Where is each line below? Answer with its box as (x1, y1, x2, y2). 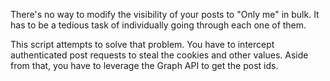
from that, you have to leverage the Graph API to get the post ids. (10, 60, 279, 71)
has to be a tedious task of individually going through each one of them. (10, 19, 307, 31)
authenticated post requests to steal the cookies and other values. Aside (10, 49, 309, 61)
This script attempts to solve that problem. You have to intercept (10, 39, 275, 50)
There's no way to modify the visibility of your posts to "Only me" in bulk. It (10, 9, 320, 20)
